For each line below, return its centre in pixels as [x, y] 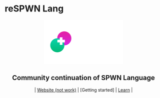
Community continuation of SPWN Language [83, 78]
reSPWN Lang [34, 9]
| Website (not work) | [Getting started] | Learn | [83, 90]
